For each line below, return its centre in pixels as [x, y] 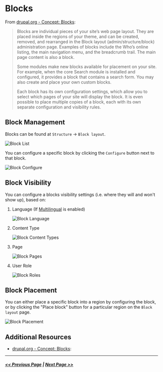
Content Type [26, 228]
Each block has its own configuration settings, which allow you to [82, 91]
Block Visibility [28, 183]
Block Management [35, 122]
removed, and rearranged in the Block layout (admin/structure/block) [86, 41]
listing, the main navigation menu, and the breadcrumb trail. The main [86, 52]
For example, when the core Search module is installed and [76, 71]
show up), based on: [25, 199]
